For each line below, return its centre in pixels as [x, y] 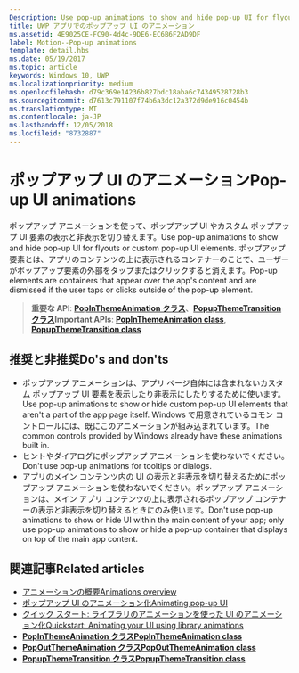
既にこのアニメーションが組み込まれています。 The [177, 425]
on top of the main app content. [80, 538]
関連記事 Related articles [77, 569]
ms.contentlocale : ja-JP [55, 117]
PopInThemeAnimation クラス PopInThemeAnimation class [132, 636]
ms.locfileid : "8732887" [55, 134]
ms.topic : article [43, 68]
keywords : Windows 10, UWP [59, 76]
